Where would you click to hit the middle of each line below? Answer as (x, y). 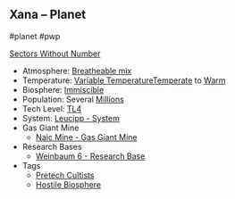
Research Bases (52, 146)
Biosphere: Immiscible (63, 89)
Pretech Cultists (65, 175)
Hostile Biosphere (68, 184)
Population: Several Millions (73, 99)
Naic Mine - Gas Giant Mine (86, 137)
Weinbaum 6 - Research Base (90, 156)
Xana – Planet (48, 15)
